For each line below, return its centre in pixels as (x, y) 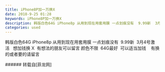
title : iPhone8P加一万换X (30, 9)
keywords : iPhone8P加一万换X (33, 18)
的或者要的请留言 (22, 54)
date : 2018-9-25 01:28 (28, 14)
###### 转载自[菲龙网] (28, 65)
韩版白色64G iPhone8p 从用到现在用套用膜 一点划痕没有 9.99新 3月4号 (78, 42)
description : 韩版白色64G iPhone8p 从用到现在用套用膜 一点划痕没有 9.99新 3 (81, 23)
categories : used (23, 28)
